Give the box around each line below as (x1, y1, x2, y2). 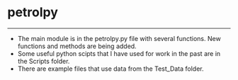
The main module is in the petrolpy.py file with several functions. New (17, 34, 221, 42)
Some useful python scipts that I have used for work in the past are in (17, 49, 221, 57)
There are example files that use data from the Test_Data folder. (17, 64, 204, 73)
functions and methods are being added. (17, 42, 137, 50)
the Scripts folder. (17, 57, 70, 65)
